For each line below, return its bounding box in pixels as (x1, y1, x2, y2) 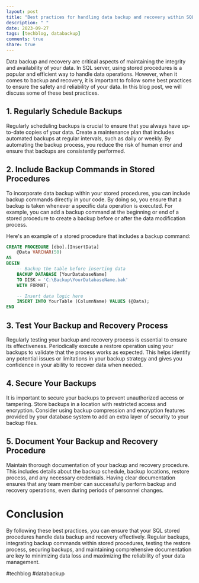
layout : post (6, 8, 38, 15)
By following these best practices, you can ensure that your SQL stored (6, 527, 180, 534)
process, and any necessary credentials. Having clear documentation (6, 474, 176, 481)
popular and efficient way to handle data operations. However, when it (6, 70, 178, 78)
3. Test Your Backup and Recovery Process (6, 320, 168, 330)
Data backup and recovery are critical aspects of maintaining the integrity (6, 57, 186, 65)
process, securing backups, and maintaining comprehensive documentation (6, 546, 192, 553)
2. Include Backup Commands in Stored (6, 165, 155, 175)
